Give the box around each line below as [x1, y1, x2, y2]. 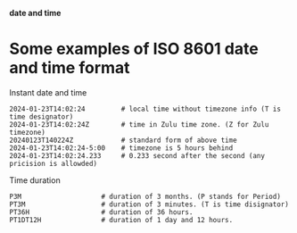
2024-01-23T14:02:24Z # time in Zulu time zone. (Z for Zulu [9, 120, 269, 129]
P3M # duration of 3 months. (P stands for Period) [9, 192, 281, 201]
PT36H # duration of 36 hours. [9, 207, 194, 217]
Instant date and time [9, 87, 87, 97]
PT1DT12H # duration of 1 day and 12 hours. [9, 215, 234, 224]
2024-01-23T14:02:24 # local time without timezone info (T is [9, 104, 281, 113]
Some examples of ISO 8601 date [9, 39, 259, 59]
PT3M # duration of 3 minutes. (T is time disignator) [9, 200, 290, 209]
